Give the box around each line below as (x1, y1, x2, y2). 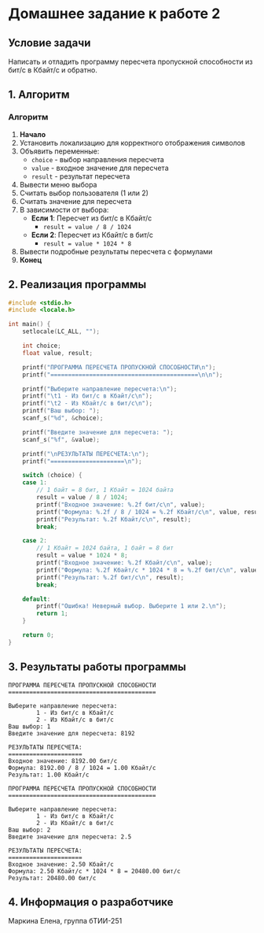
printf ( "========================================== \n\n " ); (22, 371, 223, 379)
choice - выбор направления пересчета (31, 154, 165, 164)
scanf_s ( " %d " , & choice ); (22, 414, 104, 422)
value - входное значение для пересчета (31, 163, 169, 172)
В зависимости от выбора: (19, 205, 109, 214)
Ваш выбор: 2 (8, 826, 51, 834)
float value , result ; (22, 349, 93, 357)
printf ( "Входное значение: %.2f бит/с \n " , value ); (36, 501, 206, 509)
